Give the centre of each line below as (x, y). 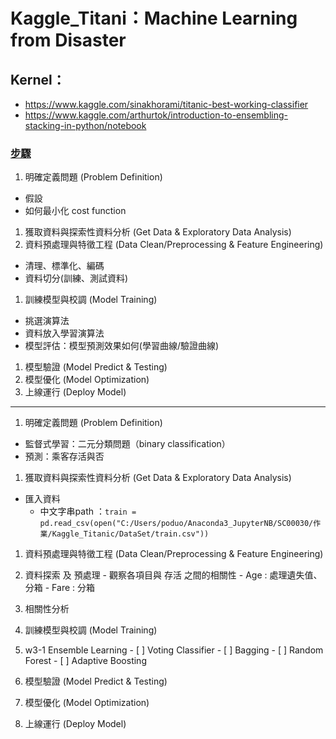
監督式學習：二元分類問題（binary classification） (127, 444)
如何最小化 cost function (75, 211)
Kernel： (38, 79)
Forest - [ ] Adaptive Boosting (85, 661)
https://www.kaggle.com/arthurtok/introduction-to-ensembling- (156, 115)
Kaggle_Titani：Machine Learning (154, 18)
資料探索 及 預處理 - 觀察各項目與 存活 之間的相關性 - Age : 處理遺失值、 (173, 575)
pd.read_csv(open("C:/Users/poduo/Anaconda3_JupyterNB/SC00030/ (176, 524)
